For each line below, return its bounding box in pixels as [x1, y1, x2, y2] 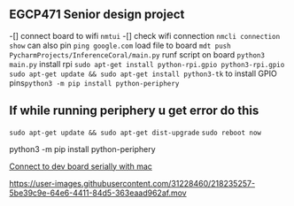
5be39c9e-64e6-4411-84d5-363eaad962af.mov [9, 187, 188, 198]
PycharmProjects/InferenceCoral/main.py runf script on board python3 [9, 49, 266, 60]
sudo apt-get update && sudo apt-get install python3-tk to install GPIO [9, 68, 277, 79]
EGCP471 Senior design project [9, 7, 185, 22]
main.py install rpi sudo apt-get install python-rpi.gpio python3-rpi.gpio [9, 58, 285, 69]
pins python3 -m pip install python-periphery [9, 77, 180, 88]
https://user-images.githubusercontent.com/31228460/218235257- [9, 178, 255, 188]
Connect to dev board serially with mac [9, 161, 153, 172]
